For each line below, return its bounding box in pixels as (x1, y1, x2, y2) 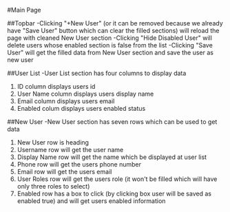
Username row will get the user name (17, 146, 124, 153)
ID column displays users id (17, 83, 96, 90)
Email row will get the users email (17, 168, 112, 176)
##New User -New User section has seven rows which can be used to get (7, 118, 218, 126)
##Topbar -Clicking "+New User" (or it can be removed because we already (7, 19, 224, 27)
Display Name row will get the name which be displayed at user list (17, 153, 207, 161)
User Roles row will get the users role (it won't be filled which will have (17, 175, 218, 183)
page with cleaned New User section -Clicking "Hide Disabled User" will (7, 34, 212, 42)
